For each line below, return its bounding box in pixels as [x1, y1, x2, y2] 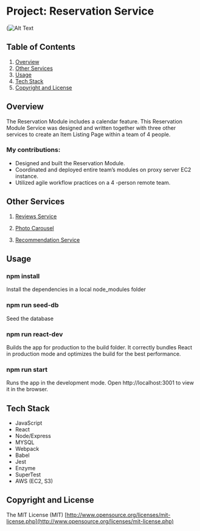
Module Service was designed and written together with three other [6, 124, 176, 131]
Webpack [15, 445, 40, 453]
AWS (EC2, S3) [15, 478, 53, 485]
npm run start [6, 365, 47, 374]
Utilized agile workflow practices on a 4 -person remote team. [15, 179, 171, 186]
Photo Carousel [15, 224, 54, 231]
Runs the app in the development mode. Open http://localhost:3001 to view [6, 379, 195, 386]
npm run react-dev [6, 330, 63, 338]
